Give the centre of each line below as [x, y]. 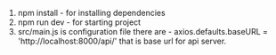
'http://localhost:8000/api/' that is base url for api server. [122, 41]
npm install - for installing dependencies [92, 13]
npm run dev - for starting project [79, 22]
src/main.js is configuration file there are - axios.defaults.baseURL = [143, 31]
